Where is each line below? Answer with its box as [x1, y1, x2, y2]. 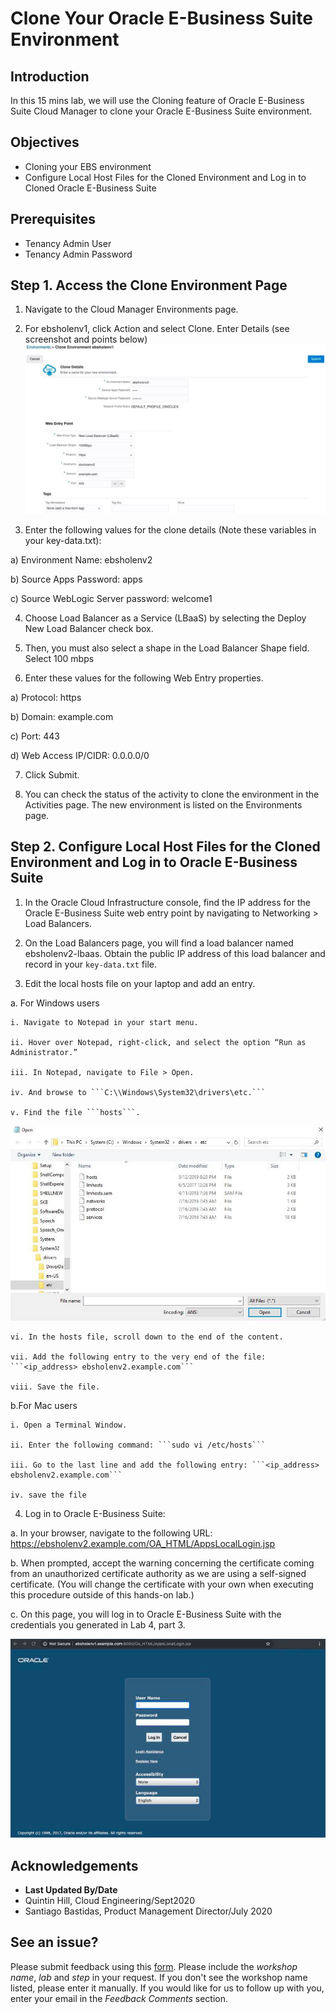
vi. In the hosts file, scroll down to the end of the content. [10, 1332, 284, 1342]
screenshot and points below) [24, 333, 148, 346]
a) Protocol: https [10, 691, 82, 703]
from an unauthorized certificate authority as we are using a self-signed [10, 1567, 307, 1579]
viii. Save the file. [10, 1382, 101, 1392]
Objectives [10, 134, 80, 151]
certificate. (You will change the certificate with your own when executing [10, 1578, 314, 1590]
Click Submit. [24, 768, 80, 781]
